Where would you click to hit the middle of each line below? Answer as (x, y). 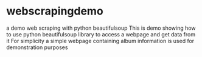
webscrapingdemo (55, 11)
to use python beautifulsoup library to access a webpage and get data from (101, 34)
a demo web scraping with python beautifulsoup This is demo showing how (101, 28)
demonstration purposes (37, 47)
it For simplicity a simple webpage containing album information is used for (100, 41)
